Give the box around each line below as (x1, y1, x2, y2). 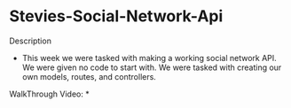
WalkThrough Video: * (9, 89, 90, 99)
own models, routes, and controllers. (21, 71, 157, 81)
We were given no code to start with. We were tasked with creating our (21, 62, 282, 73)
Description (9, 35, 51, 46)
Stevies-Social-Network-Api (9, 6, 224, 27)
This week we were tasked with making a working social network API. (21, 52, 277, 63)
